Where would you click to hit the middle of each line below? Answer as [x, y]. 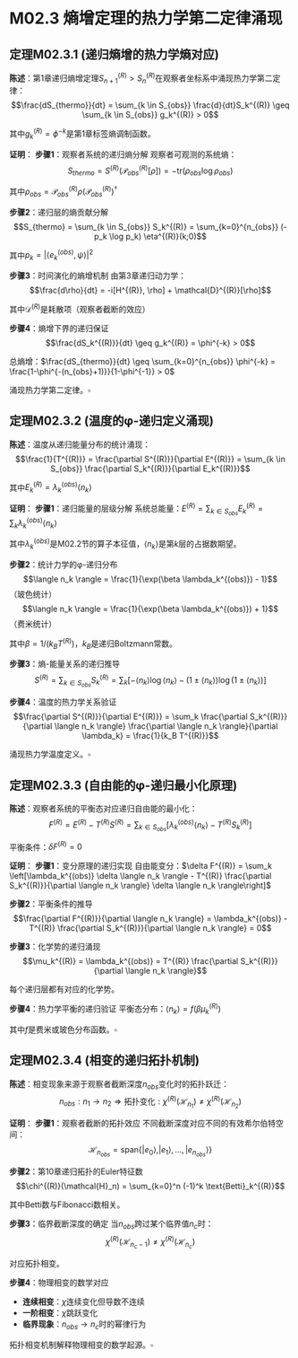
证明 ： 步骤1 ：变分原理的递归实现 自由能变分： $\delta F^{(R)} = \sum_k [141, 866]
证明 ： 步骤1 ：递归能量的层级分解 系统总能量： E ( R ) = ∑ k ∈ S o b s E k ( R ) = [136, 509]
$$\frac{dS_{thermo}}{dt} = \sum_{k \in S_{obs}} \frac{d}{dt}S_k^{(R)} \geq [150, 105]
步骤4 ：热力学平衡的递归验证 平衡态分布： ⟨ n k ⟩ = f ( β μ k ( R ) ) [115, 1009]
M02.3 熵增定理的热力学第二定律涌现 [146, 18]
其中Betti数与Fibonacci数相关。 [67, 1205]
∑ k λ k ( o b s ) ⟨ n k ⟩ [34, 523]
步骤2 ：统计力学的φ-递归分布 [64, 564]
